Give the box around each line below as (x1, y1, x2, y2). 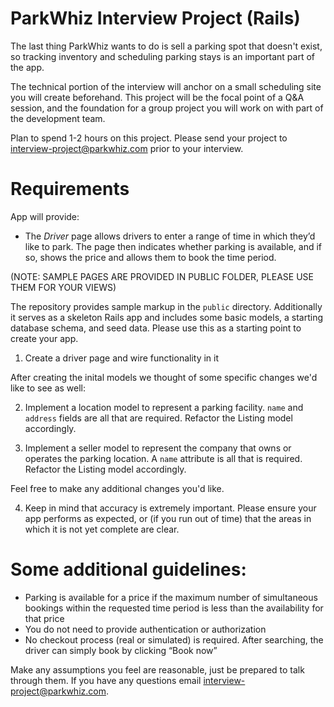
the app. (10, 61, 45, 73)
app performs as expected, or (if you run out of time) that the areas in (24, 512, 312, 524)
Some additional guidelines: (10, 558, 247, 581)
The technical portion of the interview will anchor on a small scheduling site (10, 80, 322, 92)
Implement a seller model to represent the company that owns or (24, 442, 292, 454)
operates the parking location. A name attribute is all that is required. (24, 452, 303, 464)
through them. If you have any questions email (10, 674, 202, 686)
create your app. (10, 332, 79, 344)
